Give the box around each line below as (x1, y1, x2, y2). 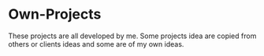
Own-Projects (8, 5, 102, 23)
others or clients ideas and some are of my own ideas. (8, 39, 184, 48)
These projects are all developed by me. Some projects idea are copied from (8, 31, 257, 40)
